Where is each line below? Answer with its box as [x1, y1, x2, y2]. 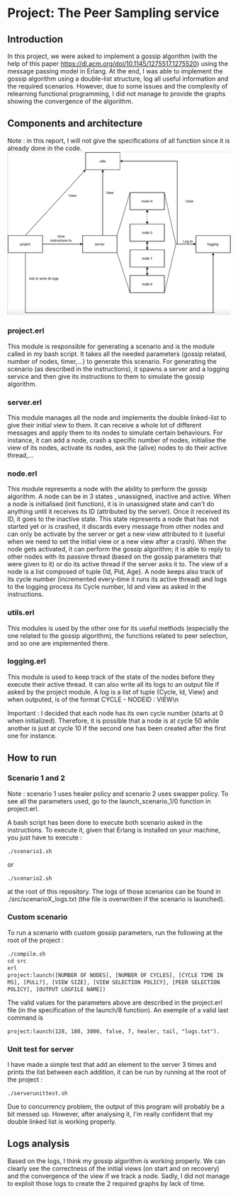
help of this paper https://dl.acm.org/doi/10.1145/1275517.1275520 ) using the [7, 59, 229, 68]
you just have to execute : [7, 833, 83, 842]
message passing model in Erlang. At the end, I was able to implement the [7, 67, 223, 75]
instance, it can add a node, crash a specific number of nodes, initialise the [7, 435, 227, 444]
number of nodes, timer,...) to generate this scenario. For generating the [7, 357, 217, 365]
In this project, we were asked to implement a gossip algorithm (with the [7, 52, 217, 60]
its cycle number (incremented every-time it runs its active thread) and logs [7, 575, 227, 583]
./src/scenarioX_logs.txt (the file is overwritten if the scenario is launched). [7, 894, 225, 903]
